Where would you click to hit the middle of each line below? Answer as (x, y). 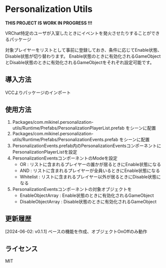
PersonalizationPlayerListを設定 (45, 152)
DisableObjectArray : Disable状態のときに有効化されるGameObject (88, 201)
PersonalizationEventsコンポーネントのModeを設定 (65, 158)
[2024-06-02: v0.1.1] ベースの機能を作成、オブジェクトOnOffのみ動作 (76, 232)
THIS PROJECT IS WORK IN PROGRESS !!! (49, 23)
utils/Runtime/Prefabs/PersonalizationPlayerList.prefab (68, 128)
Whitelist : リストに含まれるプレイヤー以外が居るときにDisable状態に (90, 177)
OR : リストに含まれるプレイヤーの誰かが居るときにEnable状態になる (90, 164)
